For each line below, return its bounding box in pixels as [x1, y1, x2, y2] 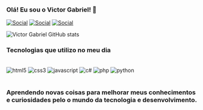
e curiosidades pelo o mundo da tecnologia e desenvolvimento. [6, 96, 198, 105]
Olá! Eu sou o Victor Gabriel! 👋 [6, 5, 97, 14]
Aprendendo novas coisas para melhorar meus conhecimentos [6, 88, 196, 97]
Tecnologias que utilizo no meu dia [6, 46, 111, 54]
